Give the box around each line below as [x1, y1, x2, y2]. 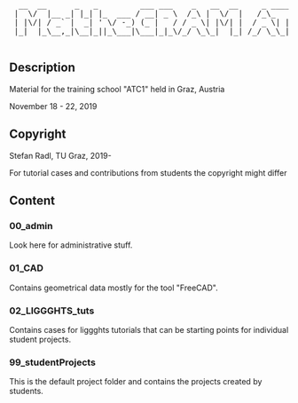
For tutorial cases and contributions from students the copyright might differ [9, 167, 287, 178]
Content [9, 194, 56, 209]
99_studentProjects [9, 356, 96, 368]
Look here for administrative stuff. [9, 240, 133, 250]
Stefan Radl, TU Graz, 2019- [9, 150, 113, 161]
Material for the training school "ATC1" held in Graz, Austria [9, 83, 225, 94]
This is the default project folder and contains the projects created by [9, 376, 263, 387]
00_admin [9, 219, 53, 232]
